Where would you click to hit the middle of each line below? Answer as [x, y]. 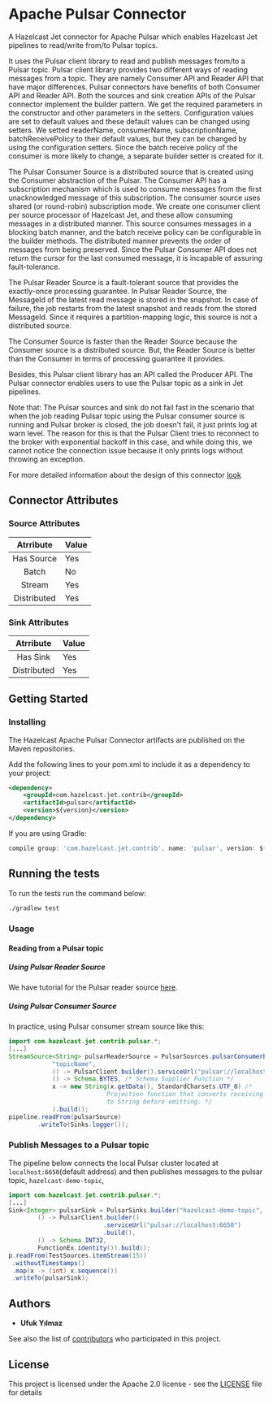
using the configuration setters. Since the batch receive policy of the [123, 147]
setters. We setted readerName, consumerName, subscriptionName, [123, 130]
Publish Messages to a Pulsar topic [79, 1145]
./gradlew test [34, 908]
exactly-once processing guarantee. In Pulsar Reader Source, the [118, 291]
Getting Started [48, 699]
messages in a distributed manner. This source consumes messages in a [130, 223]
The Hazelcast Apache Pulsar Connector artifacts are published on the [127, 739]
